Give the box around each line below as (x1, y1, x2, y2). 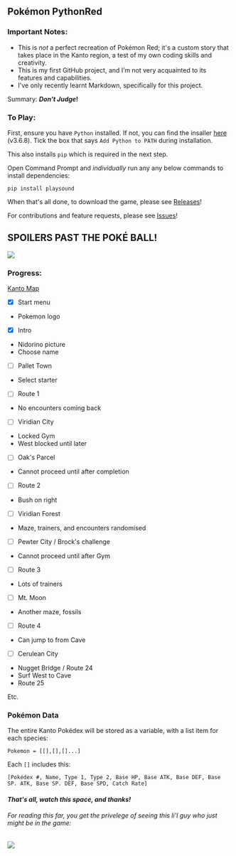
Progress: (7, 268, 43, 278)
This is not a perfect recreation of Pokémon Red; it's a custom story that (17, 43, 229, 52)
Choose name (17, 348, 59, 356)
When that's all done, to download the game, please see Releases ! (7, 197, 203, 205)
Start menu (17, 298, 51, 306)
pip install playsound (7, 185, 75, 192)
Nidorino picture (17, 341, 66, 349)
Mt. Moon (17, 593, 46, 601)
